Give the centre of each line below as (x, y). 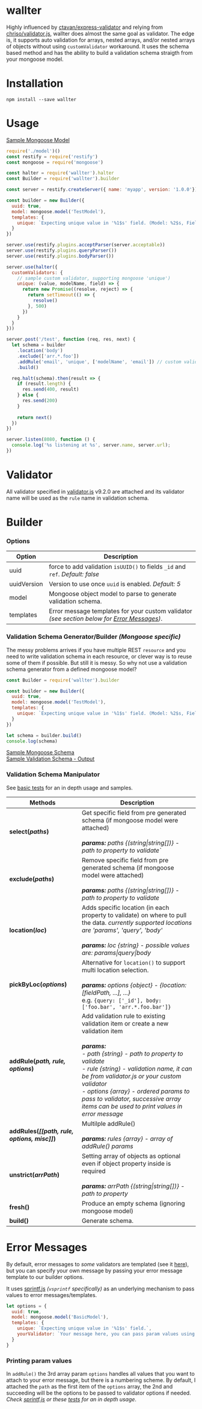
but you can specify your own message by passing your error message (94, 1271)
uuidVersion (26, 584)
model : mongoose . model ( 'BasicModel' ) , (60, 1317)
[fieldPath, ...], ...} (106, 992)
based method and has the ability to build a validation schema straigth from (99, 52)
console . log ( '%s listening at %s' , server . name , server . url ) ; (91, 445)
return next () (35, 417)
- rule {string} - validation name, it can (137, 1068)
